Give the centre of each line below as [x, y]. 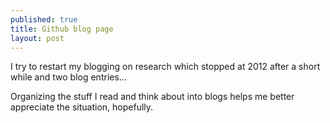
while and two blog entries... [68, 77]
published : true [44, 19]
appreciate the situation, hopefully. [82, 107]
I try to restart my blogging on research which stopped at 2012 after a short [165, 67]
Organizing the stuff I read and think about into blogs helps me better [152, 97]
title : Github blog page [62, 29]
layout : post [37, 38]
